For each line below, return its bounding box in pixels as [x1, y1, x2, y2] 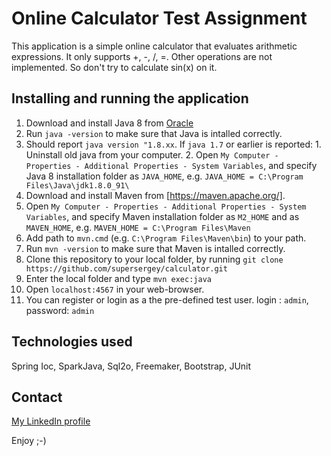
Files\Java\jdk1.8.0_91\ [25, 180, 130, 191]
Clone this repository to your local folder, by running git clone [25, 253, 284, 265]
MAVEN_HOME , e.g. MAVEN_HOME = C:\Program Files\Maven [25, 221, 251, 233]
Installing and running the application [11, 90, 249, 107]
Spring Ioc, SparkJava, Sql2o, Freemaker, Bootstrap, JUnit [11, 360, 252, 372]
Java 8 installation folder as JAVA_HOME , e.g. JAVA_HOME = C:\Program [25, 170, 304, 182]
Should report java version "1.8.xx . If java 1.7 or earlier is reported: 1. [25, 138, 322, 150]
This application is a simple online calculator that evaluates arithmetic [11, 40, 298, 52]
